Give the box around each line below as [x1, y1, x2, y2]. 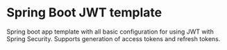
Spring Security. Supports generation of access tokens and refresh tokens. [6, 34, 221, 42]
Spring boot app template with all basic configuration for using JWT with [6, 27, 215, 36]
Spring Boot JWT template [6, 5, 162, 21]
